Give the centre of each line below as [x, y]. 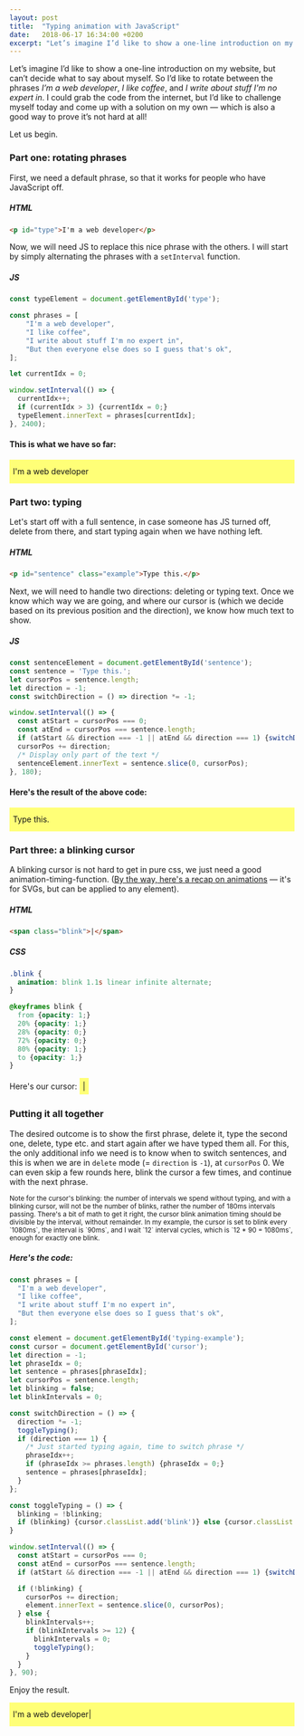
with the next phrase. [49, 1181]
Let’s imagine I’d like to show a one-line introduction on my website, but [142, 69]
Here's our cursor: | [47, 1086]
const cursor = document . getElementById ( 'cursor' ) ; [109, 1346]
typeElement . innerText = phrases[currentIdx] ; [107, 415]
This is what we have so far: [63, 444]
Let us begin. [34, 134]
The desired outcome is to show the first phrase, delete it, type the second [148, 1133]
